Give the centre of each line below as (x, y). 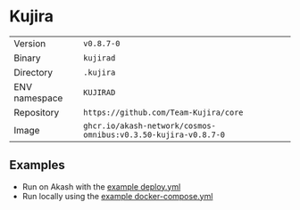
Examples (37, 165)
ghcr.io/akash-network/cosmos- (150, 125)
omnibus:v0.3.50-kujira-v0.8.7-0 (154, 134)
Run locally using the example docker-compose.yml (117, 196)
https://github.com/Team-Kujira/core (163, 112)
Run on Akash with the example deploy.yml (101, 186)
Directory (33, 72)
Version (30, 44)
